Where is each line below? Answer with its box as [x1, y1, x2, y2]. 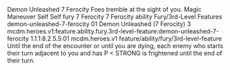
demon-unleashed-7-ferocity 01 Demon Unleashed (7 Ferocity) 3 [7, 20, 191, 28]
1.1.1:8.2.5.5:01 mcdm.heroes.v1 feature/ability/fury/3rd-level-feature [30, 34, 222, 43]
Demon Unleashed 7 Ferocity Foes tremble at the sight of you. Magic [7, 5, 202, 13]
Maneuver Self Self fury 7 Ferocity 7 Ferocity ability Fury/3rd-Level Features [7, 12, 222, 21]
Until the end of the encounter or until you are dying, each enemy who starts [7, 42, 224, 49]
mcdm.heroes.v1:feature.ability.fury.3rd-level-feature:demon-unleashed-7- [7, 27, 220, 35]
